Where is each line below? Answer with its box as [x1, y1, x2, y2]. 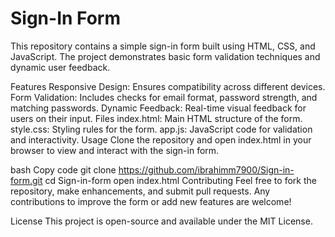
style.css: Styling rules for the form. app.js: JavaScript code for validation [10, 123, 313, 135]
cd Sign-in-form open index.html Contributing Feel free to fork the [44, 174, 317, 186]
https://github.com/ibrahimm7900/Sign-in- [118, 163, 295, 176]
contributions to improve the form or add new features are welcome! [10, 195, 292, 207]
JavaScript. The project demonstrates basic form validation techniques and [10, 50, 321, 62]
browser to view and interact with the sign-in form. [10, 144, 220, 156]
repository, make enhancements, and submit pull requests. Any [10, 185, 271, 197]
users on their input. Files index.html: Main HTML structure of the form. [10, 112, 303, 124]
